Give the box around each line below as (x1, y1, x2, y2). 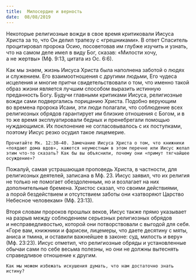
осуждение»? (6, 155, 35, 161)
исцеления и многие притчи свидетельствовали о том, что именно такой (6, 78, 190, 86)
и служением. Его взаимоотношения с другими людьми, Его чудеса (6, 73, 177, 80)
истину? (6, 268, 25, 274)
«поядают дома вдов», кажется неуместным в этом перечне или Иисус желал (6, 145, 190, 151)
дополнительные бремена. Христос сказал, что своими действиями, (6, 184, 179, 191)
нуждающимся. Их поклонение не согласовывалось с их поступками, (6, 122, 183, 129)
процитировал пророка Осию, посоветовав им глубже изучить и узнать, (6, 42, 188, 50)
